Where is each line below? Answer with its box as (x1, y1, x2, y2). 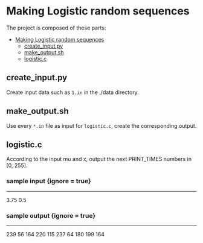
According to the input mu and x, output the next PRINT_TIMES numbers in (6, 156, 192, 163)
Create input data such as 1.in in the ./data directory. (6, 89, 139, 96)
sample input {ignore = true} (6, 177, 92, 185)
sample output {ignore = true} (6, 211, 96, 219)
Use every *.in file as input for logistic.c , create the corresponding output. (6, 122, 197, 129)
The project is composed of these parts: (6, 24, 106, 31)
